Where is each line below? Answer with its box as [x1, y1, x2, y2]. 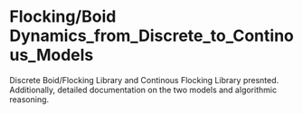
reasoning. [9, 93, 50, 105]
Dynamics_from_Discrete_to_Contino [9, 25, 294, 46]
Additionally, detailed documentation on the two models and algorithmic [9, 84, 278, 95]
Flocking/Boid [9, 6, 117, 27]
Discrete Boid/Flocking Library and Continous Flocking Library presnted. [9, 74, 279, 85]
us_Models [9, 45, 94, 65]
